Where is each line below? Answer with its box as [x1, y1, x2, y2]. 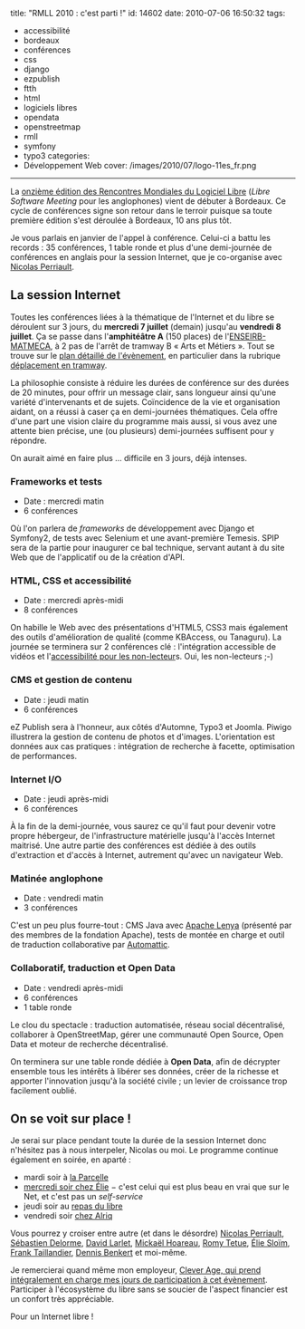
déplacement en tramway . [10, 360, 108, 371]
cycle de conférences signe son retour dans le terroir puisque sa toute [10, 206, 272, 216]
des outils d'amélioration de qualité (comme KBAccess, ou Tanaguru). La [10, 631, 282, 642]
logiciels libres [23, 102, 78, 112]
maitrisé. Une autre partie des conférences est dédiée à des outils [10, 840, 257, 851]
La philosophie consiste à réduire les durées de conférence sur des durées [10, 377, 290, 388]
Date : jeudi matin [23, 694, 90, 705]
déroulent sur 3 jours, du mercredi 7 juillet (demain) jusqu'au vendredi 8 [10, 321, 281, 332]
